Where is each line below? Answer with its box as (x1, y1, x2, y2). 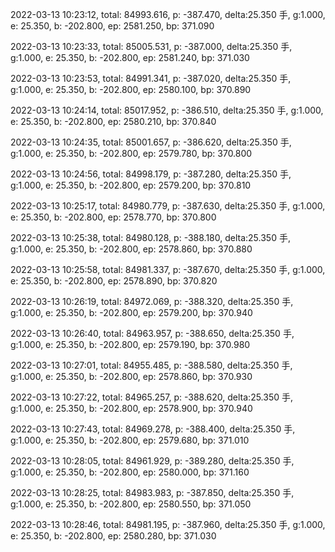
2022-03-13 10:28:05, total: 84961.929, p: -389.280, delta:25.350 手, (10, 455, 295, 467)
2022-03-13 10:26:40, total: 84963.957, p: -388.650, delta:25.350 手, (10, 328, 295, 339)
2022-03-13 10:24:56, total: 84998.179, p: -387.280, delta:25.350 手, (10, 168, 292, 180)
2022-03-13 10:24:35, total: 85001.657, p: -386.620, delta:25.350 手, (10, 136, 292, 148)
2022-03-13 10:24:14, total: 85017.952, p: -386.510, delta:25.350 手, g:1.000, (10, 104, 324, 116)
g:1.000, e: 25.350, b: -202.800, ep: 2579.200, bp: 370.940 (10, 307, 253, 318)
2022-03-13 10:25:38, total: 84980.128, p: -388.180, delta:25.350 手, (10, 232, 291, 243)
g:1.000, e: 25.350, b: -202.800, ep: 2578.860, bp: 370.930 (10, 371, 253, 382)
